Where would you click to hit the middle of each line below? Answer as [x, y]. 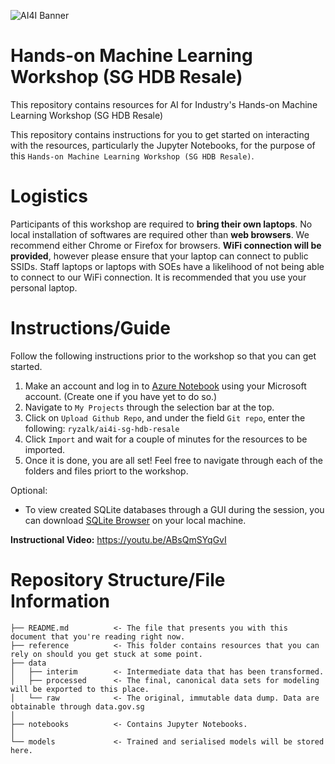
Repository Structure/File [118, 580]
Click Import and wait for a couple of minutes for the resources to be [166, 439]
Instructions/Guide [90, 328]
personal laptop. [44, 287]
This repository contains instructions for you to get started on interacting [160, 134]
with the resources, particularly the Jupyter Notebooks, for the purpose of [163, 145]
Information [60, 601]
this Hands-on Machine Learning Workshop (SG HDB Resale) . [132, 156]
